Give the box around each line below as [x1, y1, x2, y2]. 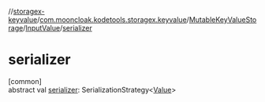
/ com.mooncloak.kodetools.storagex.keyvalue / [36, 15, 189, 24]
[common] [8, 76, 42, 86]
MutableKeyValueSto [188, 15, 257, 24]
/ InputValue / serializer [22, 24, 92, 32]
